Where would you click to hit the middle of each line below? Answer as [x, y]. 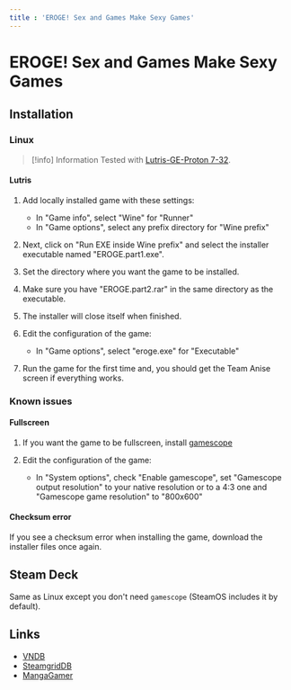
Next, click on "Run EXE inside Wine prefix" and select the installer [145, 245]
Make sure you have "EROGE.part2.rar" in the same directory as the [148, 289]
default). [25, 606]
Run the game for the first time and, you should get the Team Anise [146, 368]
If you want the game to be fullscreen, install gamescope [128, 443]
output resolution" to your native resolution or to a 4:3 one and [151, 487]
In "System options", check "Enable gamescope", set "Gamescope [159, 477]
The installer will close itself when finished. [102, 316]
